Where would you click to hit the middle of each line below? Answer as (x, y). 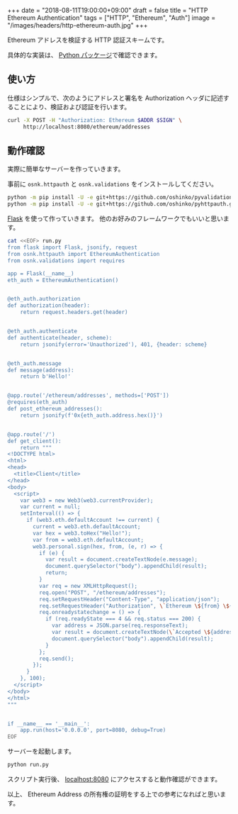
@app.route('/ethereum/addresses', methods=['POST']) (89, 396)
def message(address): (41, 370)
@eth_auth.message (34, 363)
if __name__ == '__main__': (49, 724)
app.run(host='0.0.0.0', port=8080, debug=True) (93, 730)
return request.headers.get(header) (74, 312)
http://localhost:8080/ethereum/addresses (87, 127)
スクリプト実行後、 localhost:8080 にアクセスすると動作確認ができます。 (114, 779)
